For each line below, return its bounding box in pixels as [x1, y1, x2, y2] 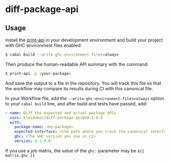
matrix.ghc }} [5, 153, 35, 158]
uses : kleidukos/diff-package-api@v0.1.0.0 [10, 115, 103, 120]
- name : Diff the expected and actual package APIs [5, 110, 116, 116]
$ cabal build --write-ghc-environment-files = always [5, 52, 119, 57]
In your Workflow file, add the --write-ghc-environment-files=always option [5, 95, 164, 101]
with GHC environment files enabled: [5, 42, 82, 48]
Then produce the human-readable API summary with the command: [5, 61, 149, 67]
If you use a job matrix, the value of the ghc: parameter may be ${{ [5, 147, 145, 153]
